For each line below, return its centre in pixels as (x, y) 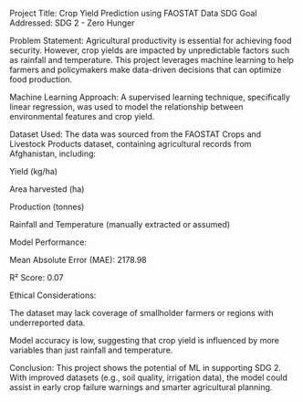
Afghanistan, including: (53, 153)
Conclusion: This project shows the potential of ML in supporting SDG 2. (145, 368)
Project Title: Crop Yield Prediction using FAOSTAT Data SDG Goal (133, 13)
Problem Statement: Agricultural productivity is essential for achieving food (151, 41)
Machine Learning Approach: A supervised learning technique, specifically (150, 97)
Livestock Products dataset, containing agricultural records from (131, 144)
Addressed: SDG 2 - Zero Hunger (72, 23)
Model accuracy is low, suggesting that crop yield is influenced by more (145, 340)
